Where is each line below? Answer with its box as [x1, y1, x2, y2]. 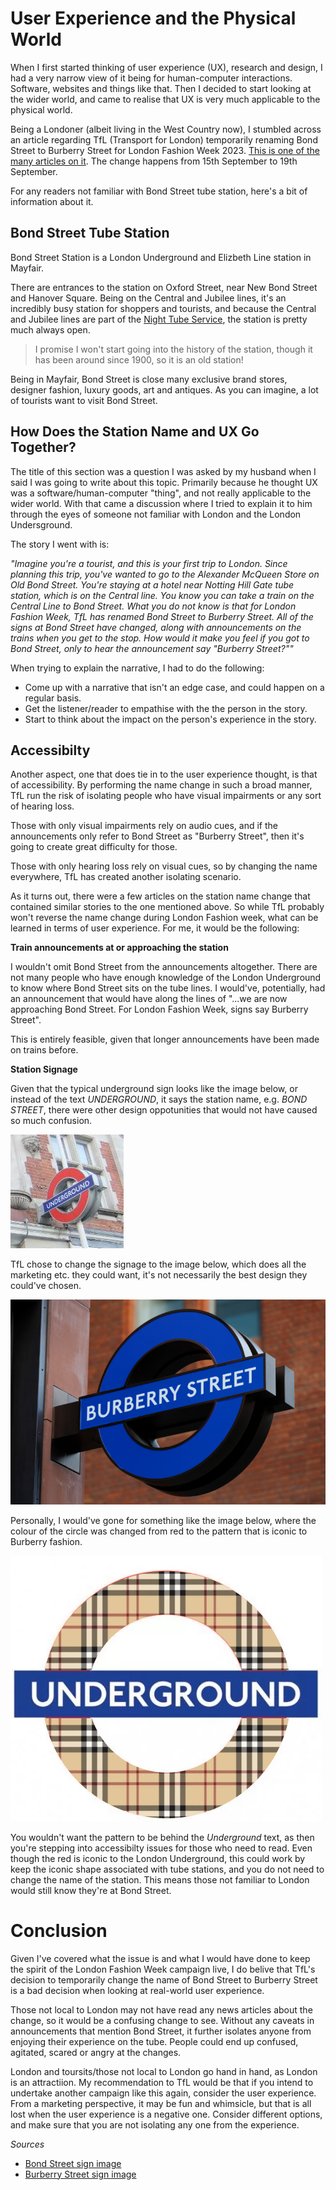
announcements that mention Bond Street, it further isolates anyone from [10, 2025, 312, 2037]
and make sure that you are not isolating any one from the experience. [10, 2118, 300, 2131]
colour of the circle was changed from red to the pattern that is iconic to [10, 1525, 308, 1537]
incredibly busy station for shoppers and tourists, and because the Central [10, 302, 317, 314]
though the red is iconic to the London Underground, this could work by [10, 1852, 306, 1864]
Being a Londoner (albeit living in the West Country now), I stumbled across [10, 123, 322, 135]
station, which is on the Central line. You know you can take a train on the [10, 589, 315, 601]
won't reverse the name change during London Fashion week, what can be [10, 912, 319, 924]
